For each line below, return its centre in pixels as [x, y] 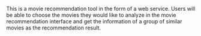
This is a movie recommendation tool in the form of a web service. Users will [101, 9]
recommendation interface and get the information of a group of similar [94, 21]
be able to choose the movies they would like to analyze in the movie [91, 15]
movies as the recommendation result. [53, 28]
